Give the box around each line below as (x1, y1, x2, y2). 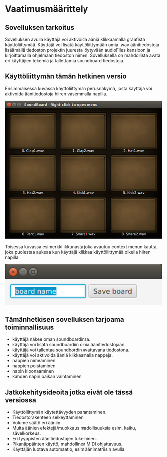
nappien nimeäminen (12, 358, 56, 364)
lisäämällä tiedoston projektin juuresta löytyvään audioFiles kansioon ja (5, 47, 151, 53)
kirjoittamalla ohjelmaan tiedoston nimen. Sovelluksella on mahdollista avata (5, 52, 161, 58)
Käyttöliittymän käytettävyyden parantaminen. (12, 409, 107, 415)
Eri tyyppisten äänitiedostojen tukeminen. (12, 435, 97, 441)
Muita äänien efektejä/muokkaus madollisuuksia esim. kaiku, (12, 425, 137, 431)
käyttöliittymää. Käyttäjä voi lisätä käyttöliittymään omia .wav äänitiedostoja (5, 42, 159, 48)
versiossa (5, 396, 36, 404)
